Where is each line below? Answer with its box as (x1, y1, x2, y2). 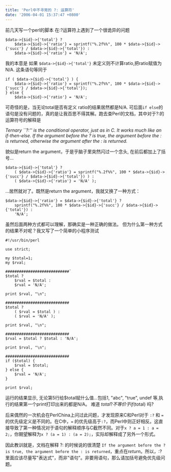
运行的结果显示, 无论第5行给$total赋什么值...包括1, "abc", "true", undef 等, (5, 394, 159, 401)
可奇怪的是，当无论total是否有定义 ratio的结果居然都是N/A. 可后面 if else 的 (5, 104, 163, 110)
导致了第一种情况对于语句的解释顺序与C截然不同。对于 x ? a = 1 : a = (9, 425, 159, 431)
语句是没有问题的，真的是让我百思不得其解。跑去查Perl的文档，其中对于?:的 (5, 110, 164, 116)
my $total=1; (5, 256, 33, 261)
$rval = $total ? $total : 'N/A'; (5, 336, 79, 341)
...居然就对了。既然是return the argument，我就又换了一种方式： (5, 188, 140, 194)
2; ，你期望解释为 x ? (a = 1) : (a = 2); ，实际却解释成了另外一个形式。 (5, 431, 158, 437)
